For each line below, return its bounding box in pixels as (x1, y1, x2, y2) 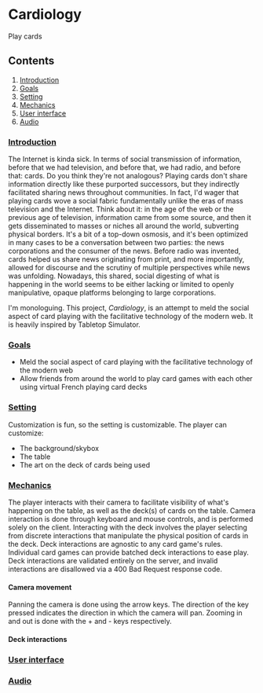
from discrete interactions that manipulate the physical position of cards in (8, 530, 249, 540)
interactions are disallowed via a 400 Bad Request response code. (8, 564, 222, 574)
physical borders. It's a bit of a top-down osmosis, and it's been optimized (8, 229, 249, 239)
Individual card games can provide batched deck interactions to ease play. (8, 548, 249, 557)
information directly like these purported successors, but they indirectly (8, 179, 239, 189)
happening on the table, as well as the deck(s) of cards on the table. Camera (8, 505, 256, 515)
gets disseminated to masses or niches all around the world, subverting (8, 222, 239, 231)
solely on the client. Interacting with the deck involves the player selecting (8, 522, 247, 532)
